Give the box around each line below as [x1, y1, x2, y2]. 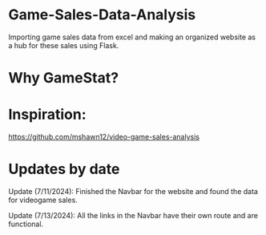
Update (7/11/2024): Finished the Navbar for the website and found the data [8, 187, 259, 196]
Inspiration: [8, 106, 87, 124]
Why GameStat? [8, 69, 119, 87]
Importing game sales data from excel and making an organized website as [8, 32, 256, 42]
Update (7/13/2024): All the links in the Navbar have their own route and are [8, 211, 259, 220]
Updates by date [8, 160, 120, 178]
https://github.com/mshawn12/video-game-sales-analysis [8, 132, 200, 142]
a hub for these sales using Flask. [8, 40, 119, 50]
